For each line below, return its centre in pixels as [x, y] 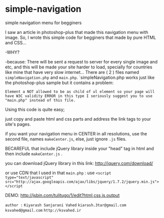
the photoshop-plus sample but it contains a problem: [59, 83]
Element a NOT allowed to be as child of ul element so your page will [80, 92]
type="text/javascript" [29, 177]
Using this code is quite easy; [35, 109]
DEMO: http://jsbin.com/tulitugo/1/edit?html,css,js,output [62, 195]
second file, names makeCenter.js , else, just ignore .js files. [66, 139]
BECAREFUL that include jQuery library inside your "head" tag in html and [80, 148]
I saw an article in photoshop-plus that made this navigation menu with [77, 32]
